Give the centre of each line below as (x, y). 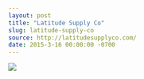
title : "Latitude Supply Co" (56, 23)
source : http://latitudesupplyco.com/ (72, 38)
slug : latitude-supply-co (51, 30)
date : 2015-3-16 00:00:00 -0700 (62, 45)
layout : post (30, 15)
